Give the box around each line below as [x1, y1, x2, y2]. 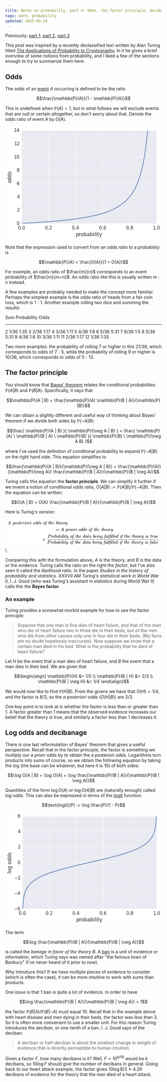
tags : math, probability [5, 13, 57, 18]
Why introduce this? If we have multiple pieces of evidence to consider [5, 969, 151, 975]
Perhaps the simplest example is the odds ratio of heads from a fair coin [5, 294, 153, 300]
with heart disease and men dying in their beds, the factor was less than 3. [5, 1014, 158, 1020]
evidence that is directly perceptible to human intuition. [17, 1045, 130, 1051]
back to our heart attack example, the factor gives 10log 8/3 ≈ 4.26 [5, 1066, 143, 1072]
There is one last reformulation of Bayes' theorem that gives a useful [5, 742, 146, 748]
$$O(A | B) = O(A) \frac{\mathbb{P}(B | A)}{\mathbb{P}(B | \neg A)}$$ [11, 499, 156, 505]
